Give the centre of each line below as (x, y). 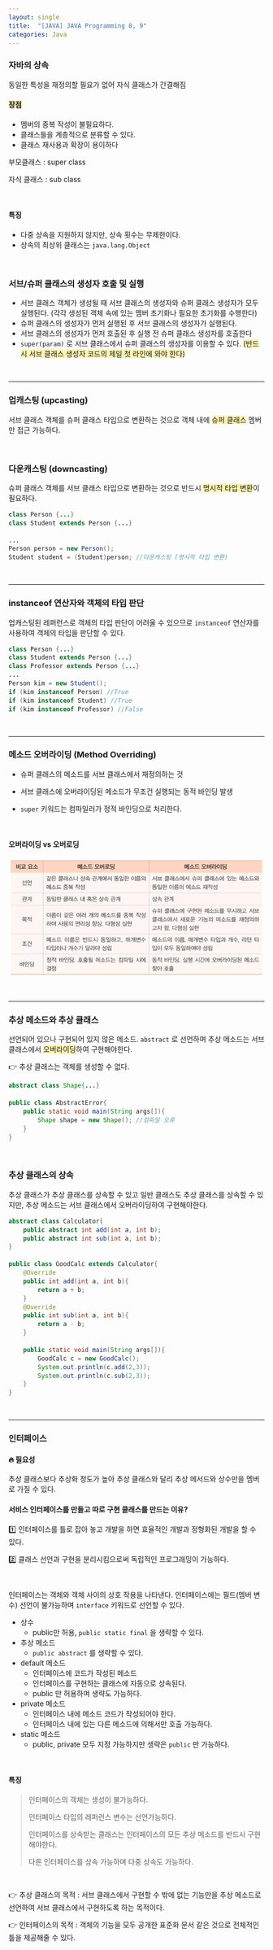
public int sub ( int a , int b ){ (76, 1315)
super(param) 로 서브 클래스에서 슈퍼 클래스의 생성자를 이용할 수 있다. (131, 344)
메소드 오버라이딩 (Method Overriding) (82, 755)
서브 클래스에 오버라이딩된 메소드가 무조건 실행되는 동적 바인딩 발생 (126, 791)
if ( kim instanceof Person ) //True (69, 691)
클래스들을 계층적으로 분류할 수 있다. (78, 134)
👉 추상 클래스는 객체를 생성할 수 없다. (69, 1067)
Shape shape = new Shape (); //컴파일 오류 (106, 1120)
